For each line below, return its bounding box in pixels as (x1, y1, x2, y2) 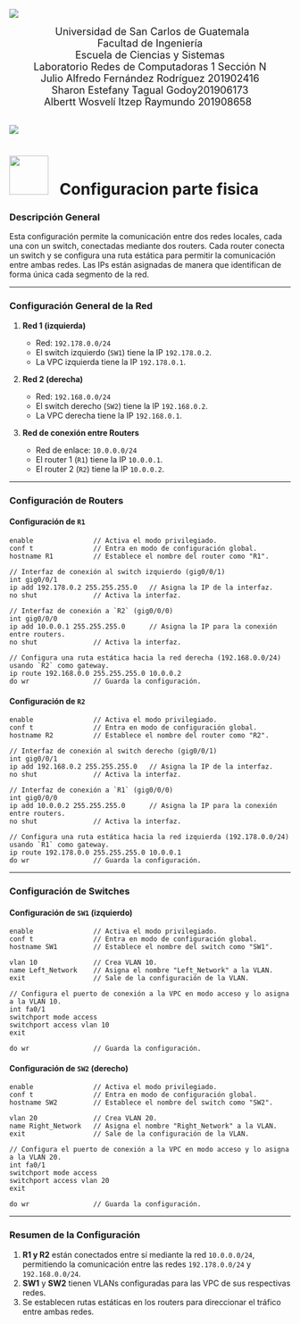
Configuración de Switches (9, 885, 130, 897)
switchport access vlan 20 (9, 1177, 110, 1186)
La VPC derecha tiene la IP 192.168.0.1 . (35, 410, 183, 421)
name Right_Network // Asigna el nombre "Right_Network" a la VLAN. (9, 1121, 278, 1131)
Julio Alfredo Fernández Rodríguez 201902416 (40, 72, 260, 85)
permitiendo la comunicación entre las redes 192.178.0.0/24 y (21, 1259, 252, 1270)
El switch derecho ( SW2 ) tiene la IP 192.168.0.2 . (35, 400, 208, 411)
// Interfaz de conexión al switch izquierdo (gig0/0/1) (9, 567, 226, 576)
